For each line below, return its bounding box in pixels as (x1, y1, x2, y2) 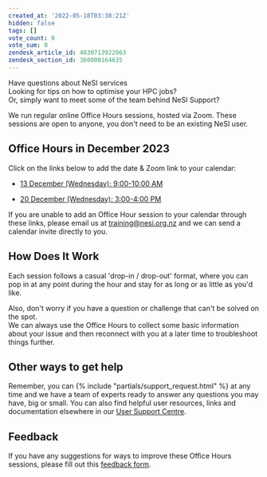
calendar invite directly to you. (8, 227, 108, 236)
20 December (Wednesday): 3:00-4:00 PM (19, 194, 162, 203)
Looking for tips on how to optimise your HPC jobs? (8, 86, 177, 96)
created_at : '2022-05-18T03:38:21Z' (8, 11, 130, 20)
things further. (8, 337, 55, 347)
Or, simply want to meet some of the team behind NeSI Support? (8, 95, 220, 104)
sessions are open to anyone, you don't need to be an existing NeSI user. (8, 119, 249, 128)
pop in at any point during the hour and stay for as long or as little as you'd (8, 279, 253, 289)
